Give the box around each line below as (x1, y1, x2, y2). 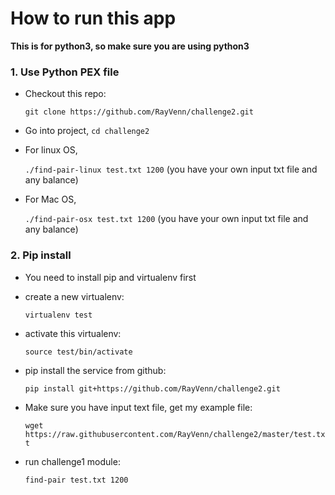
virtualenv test (24, 310, 93, 320)
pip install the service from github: (24, 364, 167, 376)
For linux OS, (24, 144, 78, 156)
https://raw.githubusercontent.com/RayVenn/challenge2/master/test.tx (24, 429, 326, 439)
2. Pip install (10, 248, 72, 262)
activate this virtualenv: (24, 327, 122, 339)
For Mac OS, (24, 193, 77, 206)
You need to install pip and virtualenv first (24, 271, 197, 283)
